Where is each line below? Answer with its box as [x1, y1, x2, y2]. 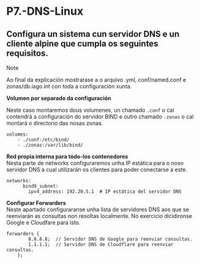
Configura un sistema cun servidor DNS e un [6, 29, 180, 39]
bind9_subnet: [22, 183, 59, 189]
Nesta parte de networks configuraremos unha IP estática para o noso [6, 160, 184, 166]
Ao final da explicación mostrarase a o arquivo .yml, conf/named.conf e [6, 76, 187, 83]
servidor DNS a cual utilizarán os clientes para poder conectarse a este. [6, 166, 188, 173]
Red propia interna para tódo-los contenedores [6, 153, 128, 160]
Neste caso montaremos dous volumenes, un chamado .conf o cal [6, 106, 174, 114]
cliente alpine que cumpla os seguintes [6, 38, 158, 49]
